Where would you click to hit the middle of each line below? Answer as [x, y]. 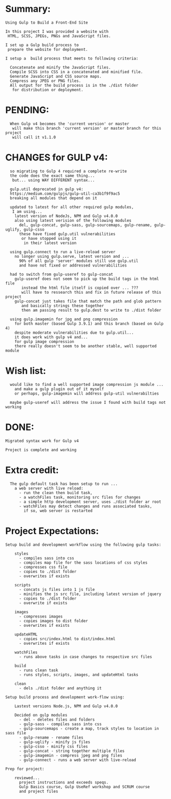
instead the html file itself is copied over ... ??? [80, 288]
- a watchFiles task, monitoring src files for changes [80, 497]
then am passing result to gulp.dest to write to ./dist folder [91, 310]
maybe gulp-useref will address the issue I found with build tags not [88, 402]
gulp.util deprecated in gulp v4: [47, 189]
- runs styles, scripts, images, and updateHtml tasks [79, 674]
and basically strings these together [62, 305]
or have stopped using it [49, 238]
